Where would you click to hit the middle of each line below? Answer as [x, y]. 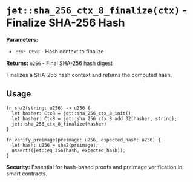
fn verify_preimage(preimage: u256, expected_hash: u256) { [84, 140]
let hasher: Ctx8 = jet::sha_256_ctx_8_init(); [73, 113]
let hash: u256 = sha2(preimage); [55, 145]
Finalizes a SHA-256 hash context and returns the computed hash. [89, 75]
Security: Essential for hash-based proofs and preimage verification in [94, 167]
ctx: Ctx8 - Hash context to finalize [59, 51]
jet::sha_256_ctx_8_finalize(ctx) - [97, 10]
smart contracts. [27, 174]
